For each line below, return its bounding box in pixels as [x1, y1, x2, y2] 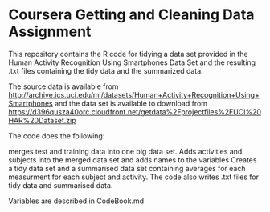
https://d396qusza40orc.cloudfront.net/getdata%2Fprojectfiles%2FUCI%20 [8, 106, 262, 117]
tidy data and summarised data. [8, 180, 113, 190]
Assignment [8, 22, 92, 41]
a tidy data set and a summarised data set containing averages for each [8, 163, 246, 173]
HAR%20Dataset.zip [8, 115, 76, 125]
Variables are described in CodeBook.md [8, 196, 145, 206]
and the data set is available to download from [55, 98, 207, 108]
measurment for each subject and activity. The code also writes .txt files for [8, 172, 260, 182]
